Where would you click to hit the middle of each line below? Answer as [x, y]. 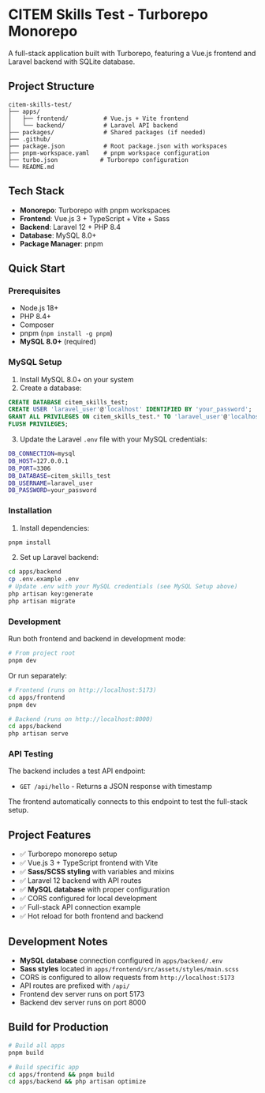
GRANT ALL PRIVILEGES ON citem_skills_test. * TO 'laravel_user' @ [118, 417]
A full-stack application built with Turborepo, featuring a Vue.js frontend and [132, 53]
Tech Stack [36, 191]
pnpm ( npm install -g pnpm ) [66, 333]
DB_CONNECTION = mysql [42, 454]
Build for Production [58, 1027]
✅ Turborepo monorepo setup [68, 854]
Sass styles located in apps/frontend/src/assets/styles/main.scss [129, 969]
